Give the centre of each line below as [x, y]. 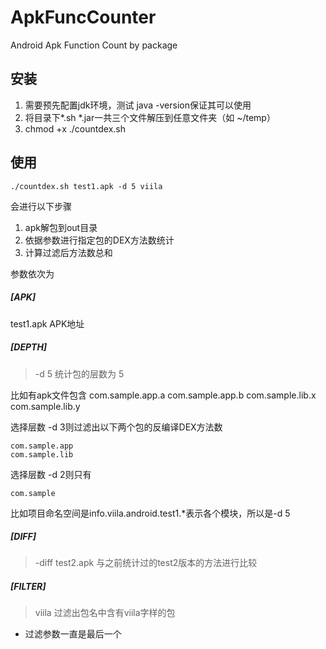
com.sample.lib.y [45, 406]
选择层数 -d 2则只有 [51, 474]
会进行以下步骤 [41, 206]
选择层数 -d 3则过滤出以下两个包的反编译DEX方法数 [116, 427]
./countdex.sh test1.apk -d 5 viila [86, 186]
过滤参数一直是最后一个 [73, 634]
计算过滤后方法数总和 [68, 252]
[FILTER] [28, 587]
